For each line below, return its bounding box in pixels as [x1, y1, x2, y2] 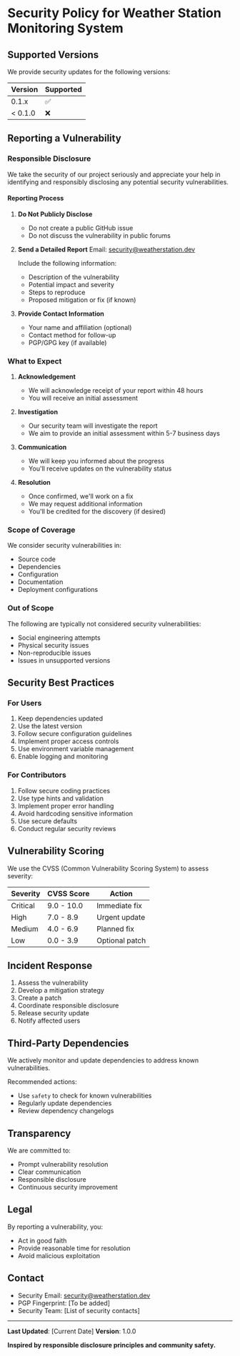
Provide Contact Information [17, 309, 105, 318]
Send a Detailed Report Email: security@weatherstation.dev [17, 245, 195, 253]
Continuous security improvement [17, 1183, 118, 1192]
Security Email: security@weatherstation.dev [17, 1291, 151, 1300]
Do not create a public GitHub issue [28, 224, 134, 232]
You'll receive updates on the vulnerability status [28, 464, 172, 473]
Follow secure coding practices [17, 786, 111, 795]
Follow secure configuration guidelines [17, 730, 132, 738]
